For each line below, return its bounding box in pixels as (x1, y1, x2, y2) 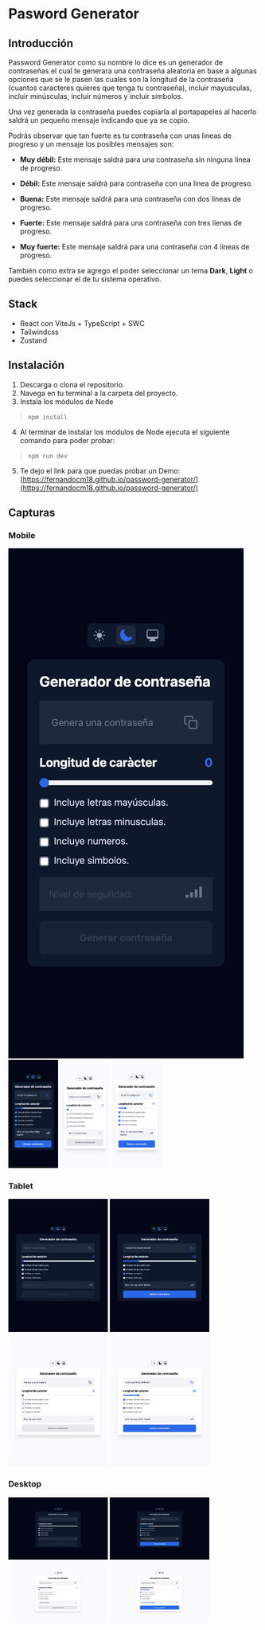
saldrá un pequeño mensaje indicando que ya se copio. (8, 116, 190, 124)
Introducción (8, 37, 74, 50)
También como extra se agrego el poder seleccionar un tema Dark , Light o (8, 266, 253, 275)
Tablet (8, 1180, 33, 1192)
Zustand (19, 336, 48, 345)
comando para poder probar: (19, 435, 115, 445)
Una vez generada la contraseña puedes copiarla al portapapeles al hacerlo (8, 107, 257, 116)
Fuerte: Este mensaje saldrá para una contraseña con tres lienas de (19, 218, 243, 227)
